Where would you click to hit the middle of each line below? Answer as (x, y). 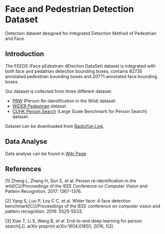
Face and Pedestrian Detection (70, 9)
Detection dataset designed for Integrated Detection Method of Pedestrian (81, 33)
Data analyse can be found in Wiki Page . (46, 154)
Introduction (25, 54)
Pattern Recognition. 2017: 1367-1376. (44, 192)
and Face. (15, 39)
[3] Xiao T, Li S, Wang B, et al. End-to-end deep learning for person (74, 221)
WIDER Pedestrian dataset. (40, 106)
